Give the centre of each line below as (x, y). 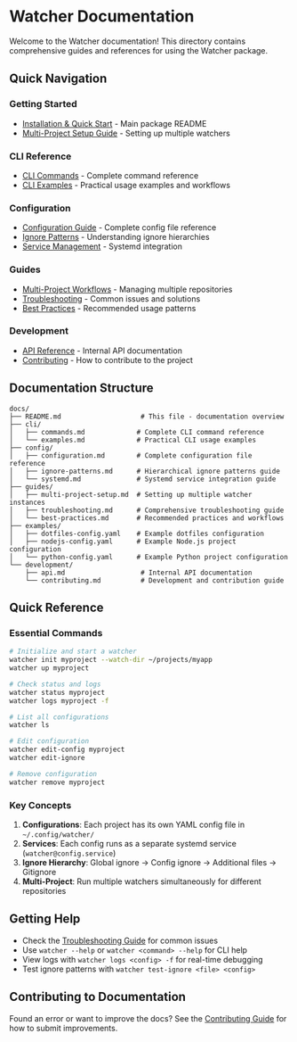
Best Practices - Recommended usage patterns (109, 308)
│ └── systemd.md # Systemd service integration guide (143, 479)
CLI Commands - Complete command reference (110, 175)
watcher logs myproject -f (59, 701)
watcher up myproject (49, 668)
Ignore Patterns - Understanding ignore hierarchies (116, 237)
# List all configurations (59, 717)
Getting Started (43, 104)
